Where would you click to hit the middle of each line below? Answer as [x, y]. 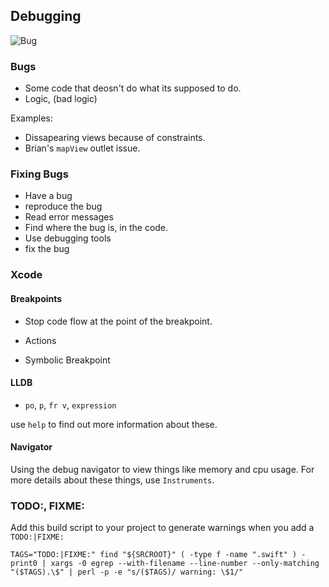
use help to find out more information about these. [114, 424]
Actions [40, 340]
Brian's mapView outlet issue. [82, 148]
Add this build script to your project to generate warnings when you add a [162, 528]
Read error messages [69, 217]
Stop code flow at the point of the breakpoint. [118, 321]
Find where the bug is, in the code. [96, 228]
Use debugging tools [68, 238]
